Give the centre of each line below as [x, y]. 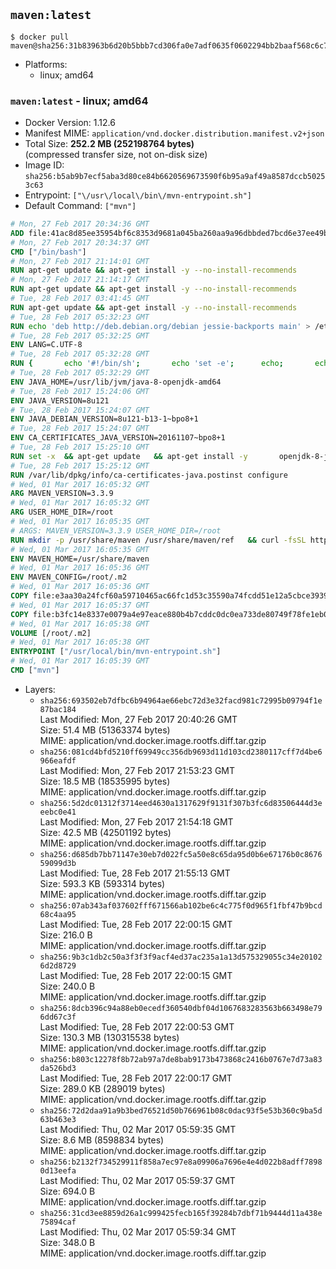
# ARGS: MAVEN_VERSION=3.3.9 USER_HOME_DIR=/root [116, 530]
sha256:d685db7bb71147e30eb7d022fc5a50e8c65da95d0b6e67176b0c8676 [181, 854]
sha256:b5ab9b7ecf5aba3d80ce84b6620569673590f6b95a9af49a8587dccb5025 [175, 177]
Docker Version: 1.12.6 [70, 123]
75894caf [58, 1222]
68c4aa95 [58, 914]
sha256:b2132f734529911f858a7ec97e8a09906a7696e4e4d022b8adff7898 [181, 1162]
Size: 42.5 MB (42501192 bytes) [105, 832]
